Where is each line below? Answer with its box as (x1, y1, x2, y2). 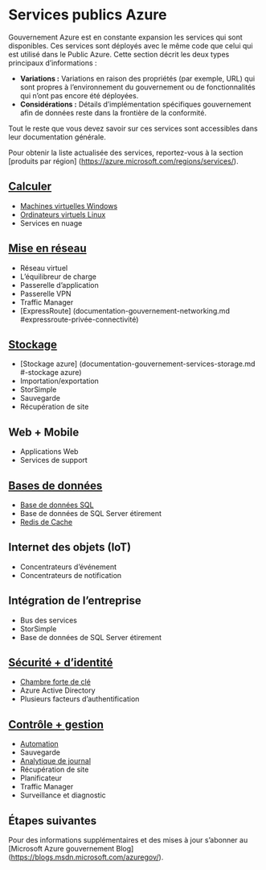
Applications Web (19, 447, 79, 456)
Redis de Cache (19, 518, 73, 527)
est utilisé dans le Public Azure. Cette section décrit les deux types (8, 49, 230, 59)
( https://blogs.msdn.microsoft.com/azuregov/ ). (8, 852, 164, 862)
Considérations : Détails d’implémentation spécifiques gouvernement (19, 99, 252, 109)
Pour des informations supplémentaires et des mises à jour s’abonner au (8, 835, 248, 845)
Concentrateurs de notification (19, 570, 122, 580)
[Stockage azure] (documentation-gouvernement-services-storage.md (19, 359, 256, 368)
